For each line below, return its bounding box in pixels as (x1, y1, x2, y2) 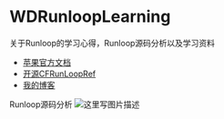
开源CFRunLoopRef (22, 68, 97, 79)
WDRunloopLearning (9, 6, 171, 27)
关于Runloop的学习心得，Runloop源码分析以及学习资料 (9, 37, 216, 48)
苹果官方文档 (22, 56, 71, 67)
